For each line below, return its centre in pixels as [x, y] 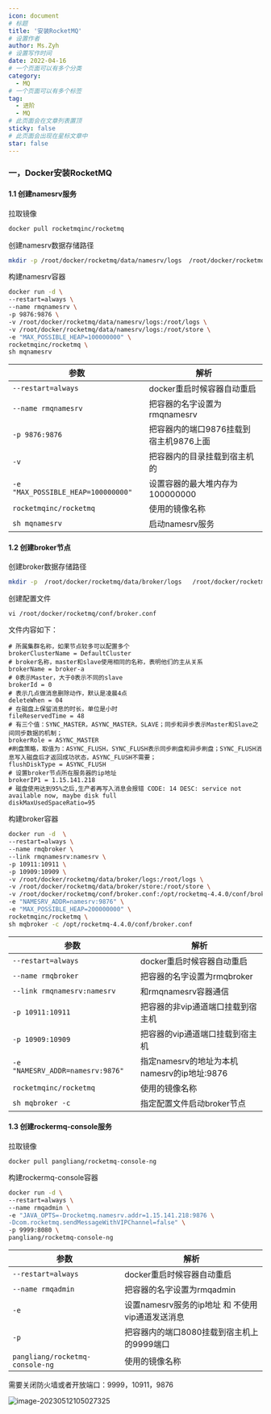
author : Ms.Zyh [34, 46]
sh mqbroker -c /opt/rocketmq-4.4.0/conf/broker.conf [101, 924]
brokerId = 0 [30, 685]
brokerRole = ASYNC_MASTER [54, 740]
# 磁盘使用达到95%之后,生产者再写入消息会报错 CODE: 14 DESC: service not [125, 789]
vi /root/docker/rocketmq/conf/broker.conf [83, 614]
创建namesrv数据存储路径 [51, 245]
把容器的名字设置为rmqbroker [196, 976]
